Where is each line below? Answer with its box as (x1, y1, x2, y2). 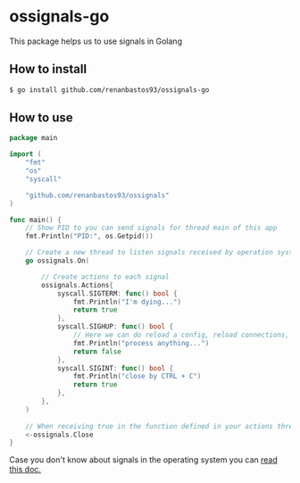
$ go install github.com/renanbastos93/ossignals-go (9, 85, 210, 95)
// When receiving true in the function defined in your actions (25, 421, 274, 430)
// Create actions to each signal (41, 272, 170, 281)
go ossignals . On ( (25, 256, 90, 265)
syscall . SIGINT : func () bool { (56, 363, 174, 372)
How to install (9, 62, 87, 77)
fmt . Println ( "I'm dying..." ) (72, 297, 181, 306)
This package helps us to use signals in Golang (9, 36, 183, 46)
